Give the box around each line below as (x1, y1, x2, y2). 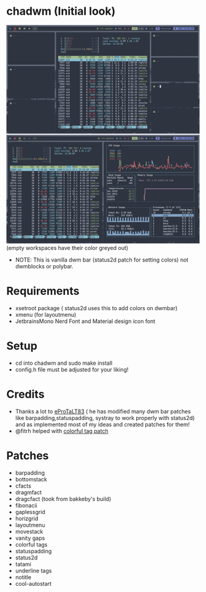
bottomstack (15, 475, 48, 483)
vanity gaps (15, 534, 45, 542)
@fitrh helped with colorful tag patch (15, 427, 109, 434)
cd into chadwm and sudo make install (15, 359, 113, 367)
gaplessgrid (15, 508, 46, 515)
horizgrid (15, 515, 39, 522)
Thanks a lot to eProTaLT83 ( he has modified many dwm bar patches (15, 407, 191, 415)
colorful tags (15, 540, 48, 548)
